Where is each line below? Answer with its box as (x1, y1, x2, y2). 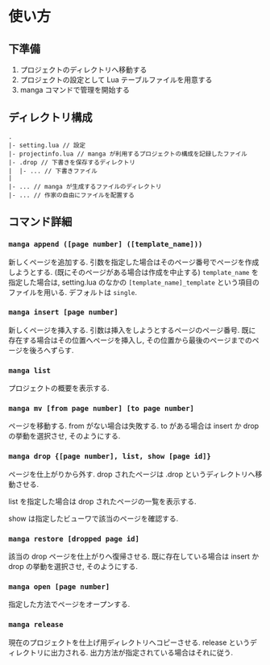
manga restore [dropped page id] (8, 534, 139, 543)
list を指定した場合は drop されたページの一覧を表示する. (8, 497, 197, 506)
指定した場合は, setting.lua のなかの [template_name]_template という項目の (8, 277, 260, 287)
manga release (8, 620, 64, 630)
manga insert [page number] (8, 308, 118, 317)
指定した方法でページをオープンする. (8, 600, 131, 609)
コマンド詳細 (8, 215, 73, 229)
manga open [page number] (8, 582, 110, 591)
